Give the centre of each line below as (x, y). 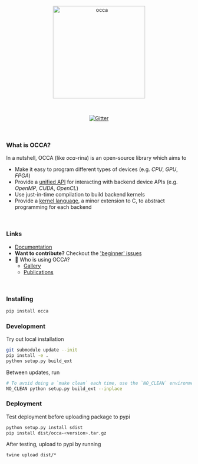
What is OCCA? (29, 145)
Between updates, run (33, 372)
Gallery (32, 266)
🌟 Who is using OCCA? (42, 259)
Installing (20, 299)
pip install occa (27, 311)
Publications (39, 272)
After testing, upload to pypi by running (54, 444)
